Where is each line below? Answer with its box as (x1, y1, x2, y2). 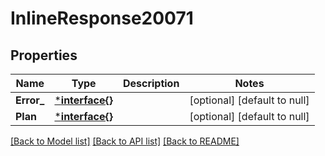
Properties (10, 47, 78, 64)
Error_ (15, 93, 45, 107)
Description (122, 77, 180, 90)
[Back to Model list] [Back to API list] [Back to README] (10, 135, 240, 147)
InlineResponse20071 (10, 7, 194, 30)
